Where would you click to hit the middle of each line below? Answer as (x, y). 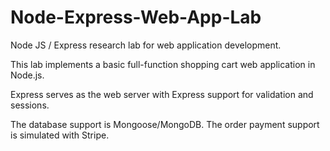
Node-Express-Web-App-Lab (136, 17)
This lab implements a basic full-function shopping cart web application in (163, 64)
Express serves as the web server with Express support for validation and (162, 94)
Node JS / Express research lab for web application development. (146, 45)
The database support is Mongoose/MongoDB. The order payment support (165, 124)
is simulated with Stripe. (60, 135)
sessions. (30, 105)
